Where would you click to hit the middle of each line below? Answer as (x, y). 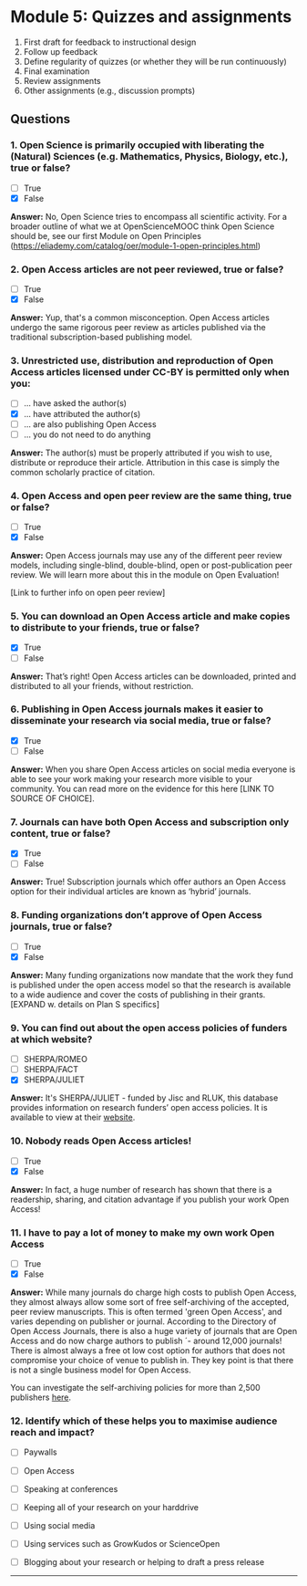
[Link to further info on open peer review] (88, 593)
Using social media (59, 1525)
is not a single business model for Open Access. (101, 1370)
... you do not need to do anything (87, 434)
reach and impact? (52, 1433)
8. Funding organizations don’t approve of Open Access (136, 915)
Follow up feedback (61, 51)
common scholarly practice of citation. (83, 472)
